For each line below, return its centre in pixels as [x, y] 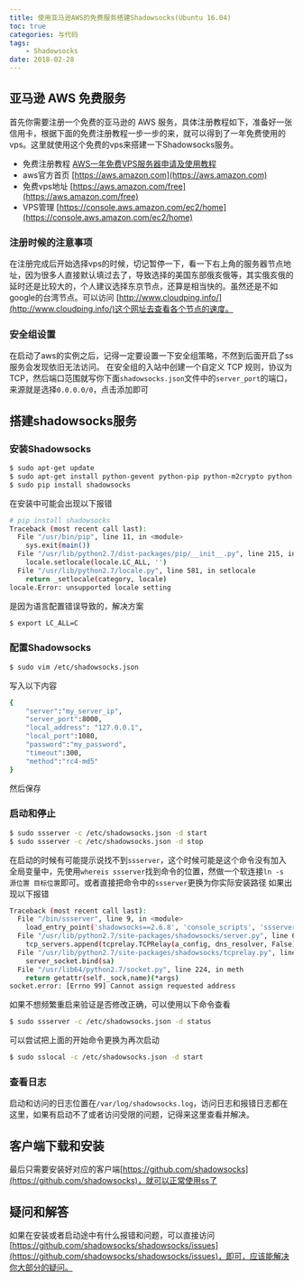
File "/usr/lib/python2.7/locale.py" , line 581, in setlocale [137, 571]
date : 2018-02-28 [42, 60]
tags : [19, 43]
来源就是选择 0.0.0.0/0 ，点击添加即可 [79, 390]
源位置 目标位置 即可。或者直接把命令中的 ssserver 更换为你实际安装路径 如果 [147, 882]
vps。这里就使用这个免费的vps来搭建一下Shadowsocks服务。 [124, 144]
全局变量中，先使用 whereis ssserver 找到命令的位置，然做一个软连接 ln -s [147, 871]
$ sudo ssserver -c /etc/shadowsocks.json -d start [108, 833]
